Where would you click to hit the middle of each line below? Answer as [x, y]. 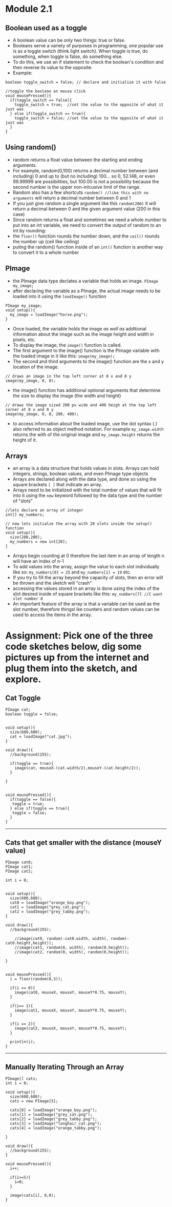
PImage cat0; [19, 862]
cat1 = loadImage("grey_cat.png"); [48, 907]
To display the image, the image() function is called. [67, 345]
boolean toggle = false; [32, 714]
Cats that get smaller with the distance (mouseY [84, 843]
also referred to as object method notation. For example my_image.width [88, 429]
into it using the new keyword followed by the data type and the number [88, 496]
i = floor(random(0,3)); [36, 979]
